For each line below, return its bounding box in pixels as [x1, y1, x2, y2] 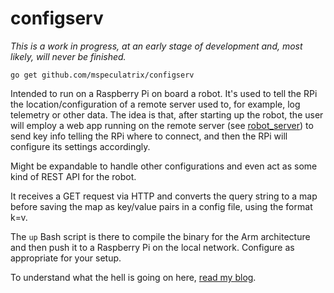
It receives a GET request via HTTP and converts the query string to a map [10, 190, 318, 202]
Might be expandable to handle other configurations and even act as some [10, 160, 318, 172]
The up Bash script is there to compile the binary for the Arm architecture [10, 230, 311, 242]
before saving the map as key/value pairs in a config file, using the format [10, 200, 313, 212]
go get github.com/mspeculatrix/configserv [10, 70, 195, 80]
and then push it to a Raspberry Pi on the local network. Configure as [10, 241, 295, 253]
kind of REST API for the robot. [10, 170, 137, 182]
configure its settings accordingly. [10, 140, 151, 152]
